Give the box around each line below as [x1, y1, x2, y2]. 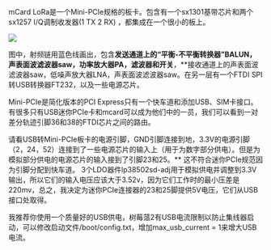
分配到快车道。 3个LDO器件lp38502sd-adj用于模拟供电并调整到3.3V [29, 165, 257, 174]
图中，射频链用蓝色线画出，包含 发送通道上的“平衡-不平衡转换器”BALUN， [8, 49, 257, 59]
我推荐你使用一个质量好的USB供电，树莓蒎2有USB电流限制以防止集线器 [8, 213, 248, 222]
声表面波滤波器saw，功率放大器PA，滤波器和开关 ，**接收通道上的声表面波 [8, 60, 259, 69]
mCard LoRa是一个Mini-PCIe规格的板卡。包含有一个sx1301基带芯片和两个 [8, 7, 254, 16]
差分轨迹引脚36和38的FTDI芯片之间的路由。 [8, 117, 155, 127]
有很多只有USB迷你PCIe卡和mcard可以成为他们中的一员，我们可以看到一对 [8, 108, 259, 117]
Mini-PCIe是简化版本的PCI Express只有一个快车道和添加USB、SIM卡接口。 [8, 97, 258, 107]
